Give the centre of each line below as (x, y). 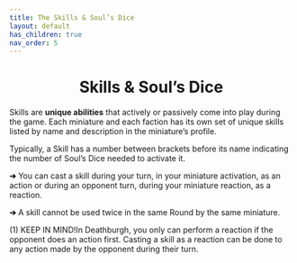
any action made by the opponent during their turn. (104, 249)
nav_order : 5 (34, 43)
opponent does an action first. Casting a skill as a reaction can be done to (146, 240)
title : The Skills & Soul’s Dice (72, 18)
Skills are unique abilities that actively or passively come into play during (145, 113)
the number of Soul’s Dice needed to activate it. (98, 159)
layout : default (40, 26)
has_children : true (46, 34)
